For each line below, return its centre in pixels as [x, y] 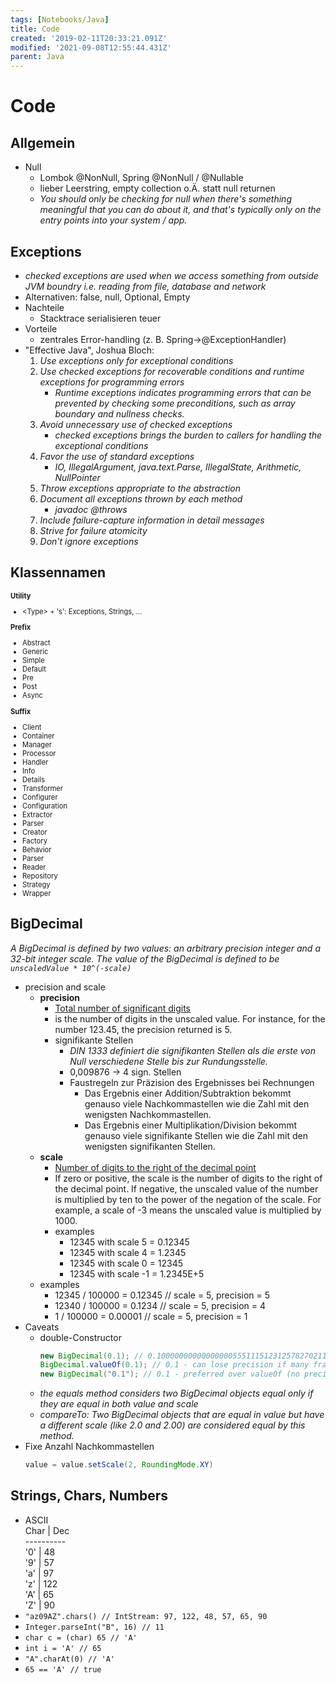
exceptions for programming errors [112, 382]
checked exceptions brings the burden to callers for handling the [188, 435]
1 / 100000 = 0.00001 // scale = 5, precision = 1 [151, 1316]
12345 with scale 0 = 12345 [126, 1263]
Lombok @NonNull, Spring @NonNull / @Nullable [141, 178]
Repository [40, 876]
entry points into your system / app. [113, 220]
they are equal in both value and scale [119, 1404]
